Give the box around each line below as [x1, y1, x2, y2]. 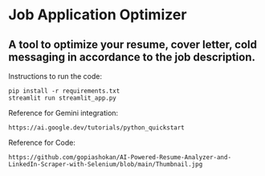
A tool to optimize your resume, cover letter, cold [8, 38, 257, 51]
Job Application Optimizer [8, 6, 187, 24]
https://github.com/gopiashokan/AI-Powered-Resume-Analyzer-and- [8, 153, 231, 162]
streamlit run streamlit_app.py [8, 94, 116, 102]
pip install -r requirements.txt [8, 87, 120, 95]
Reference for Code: [8, 138, 76, 147]
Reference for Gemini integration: [8, 108, 119, 117]
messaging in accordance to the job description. [8, 50, 255, 63]
